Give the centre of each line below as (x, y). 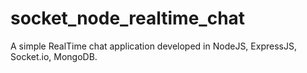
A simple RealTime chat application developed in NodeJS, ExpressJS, (153, 46)
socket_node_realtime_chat (128, 18)
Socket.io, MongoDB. (54, 56)
